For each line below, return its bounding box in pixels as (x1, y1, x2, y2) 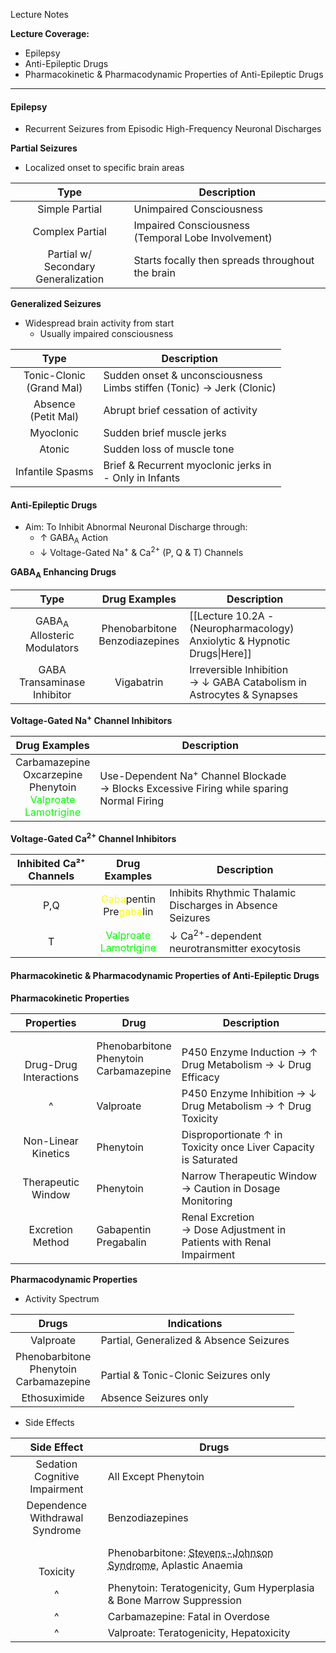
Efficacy (181, 1070, 220, 1084)
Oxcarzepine (22, 768, 83, 782)
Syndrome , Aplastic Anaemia (107, 1558, 243, 1572)
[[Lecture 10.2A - (189, 609, 275, 623)
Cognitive (34, 1469, 80, 1483)
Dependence (26, 1498, 88, 1512)
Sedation (35, 1457, 78, 1471)
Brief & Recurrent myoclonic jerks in (103, 459, 272, 473)
